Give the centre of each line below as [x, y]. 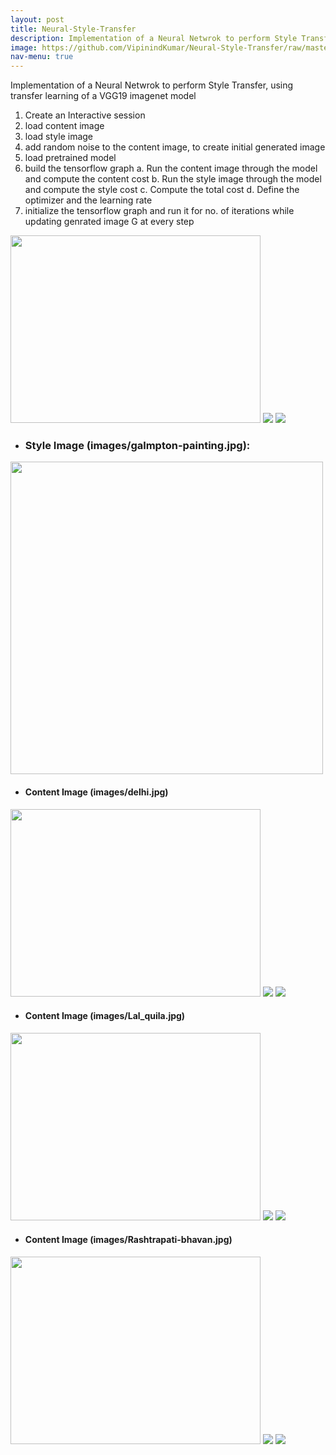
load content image [64, 126]
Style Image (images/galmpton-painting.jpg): [137, 446]
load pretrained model [70, 158]
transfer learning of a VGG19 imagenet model [103, 96]
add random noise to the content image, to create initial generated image [175, 147]
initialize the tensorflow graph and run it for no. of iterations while [159, 211]
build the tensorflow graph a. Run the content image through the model [171, 168]
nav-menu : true [42, 57]
